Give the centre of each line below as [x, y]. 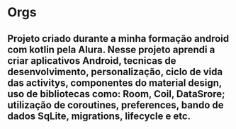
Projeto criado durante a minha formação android [118, 39]
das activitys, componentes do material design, [114, 83]
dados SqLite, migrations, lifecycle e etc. [99, 116]
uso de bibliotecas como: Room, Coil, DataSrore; [116, 94]
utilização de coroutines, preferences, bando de [116, 105]
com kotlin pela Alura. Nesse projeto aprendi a [111, 49]
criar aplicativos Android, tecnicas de [92, 61]
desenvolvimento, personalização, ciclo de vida [115, 72]
